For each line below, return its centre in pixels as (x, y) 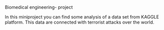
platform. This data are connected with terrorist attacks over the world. (80, 22)
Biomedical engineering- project (39, 7)
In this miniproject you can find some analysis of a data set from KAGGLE (82, 17)
